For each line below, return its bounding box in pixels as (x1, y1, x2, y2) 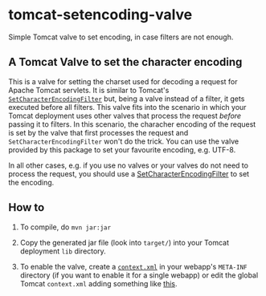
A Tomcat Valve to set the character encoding (8, 55, 243, 69)
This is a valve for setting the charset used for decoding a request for (8, 76, 239, 86)
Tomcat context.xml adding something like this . (19, 278, 178, 288)
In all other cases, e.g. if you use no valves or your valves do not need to (8, 160, 249, 170)
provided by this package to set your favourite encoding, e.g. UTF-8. (8, 144, 236, 154)
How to (8, 201, 45, 214)
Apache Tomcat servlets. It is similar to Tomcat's (8, 85, 170, 95)
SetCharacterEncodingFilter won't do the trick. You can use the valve (8, 136, 239, 146)
